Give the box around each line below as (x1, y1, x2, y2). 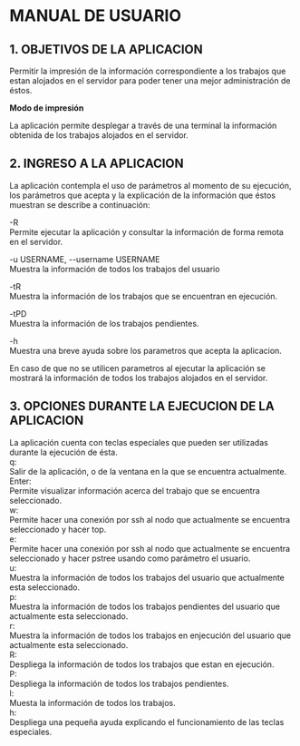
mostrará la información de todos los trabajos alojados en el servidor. (9, 372, 268, 383)
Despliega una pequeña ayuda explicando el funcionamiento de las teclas (9, 716, 285, 727)
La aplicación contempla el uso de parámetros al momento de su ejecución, (9, 180, 292, 191)
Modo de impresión (9, 103, 84, 113)
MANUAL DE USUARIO (9, 5, 182, 26)
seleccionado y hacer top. (9, 524, 107, 535)
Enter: (9, 476, 32, 486)
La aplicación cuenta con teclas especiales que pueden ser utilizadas (9, 437, 269, 447)
